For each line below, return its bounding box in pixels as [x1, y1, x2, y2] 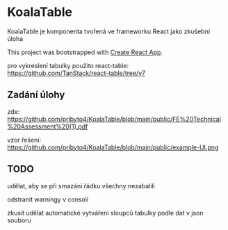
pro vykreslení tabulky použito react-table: [7, 61, 129, 69]
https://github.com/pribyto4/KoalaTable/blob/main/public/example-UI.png [7, 143, 219, 151]
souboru [7, 216, 31, 224]
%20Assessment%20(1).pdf [7, 122, 88, 131]
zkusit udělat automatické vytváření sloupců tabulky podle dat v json [7, 208, 204, 217]
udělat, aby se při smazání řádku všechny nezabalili [7, 181, 155, 190]
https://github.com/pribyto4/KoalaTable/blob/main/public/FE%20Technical [7, 115, 221, 123]
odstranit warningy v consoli [7, 195, 89, 204]
